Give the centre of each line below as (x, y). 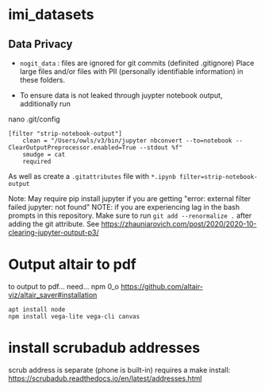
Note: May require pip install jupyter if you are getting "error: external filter (130, 199)
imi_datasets (51, 15)
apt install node (37, 309)
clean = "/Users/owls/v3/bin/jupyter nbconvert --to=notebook (127, 141)
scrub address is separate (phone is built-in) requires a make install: (119, 370)
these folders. (42, 80)
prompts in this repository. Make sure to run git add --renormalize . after (130, 215)
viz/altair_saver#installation (53, 295)
